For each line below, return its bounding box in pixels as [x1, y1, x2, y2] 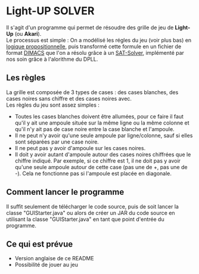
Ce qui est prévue [6, 239, 73, 249]
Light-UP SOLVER [6, 4, 95, 18]
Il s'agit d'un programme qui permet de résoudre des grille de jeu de [6, 24, 174, 31]
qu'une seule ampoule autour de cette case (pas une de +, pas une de [14, 163, 188, 170]
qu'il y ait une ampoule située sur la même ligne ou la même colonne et [14, 119, 189, 126]
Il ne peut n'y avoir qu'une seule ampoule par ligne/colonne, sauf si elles [14, 132, 193, 139]
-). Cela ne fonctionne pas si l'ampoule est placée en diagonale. [14, 170, 172, 177]
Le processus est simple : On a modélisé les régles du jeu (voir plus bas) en [6, 36, 192, 43]
